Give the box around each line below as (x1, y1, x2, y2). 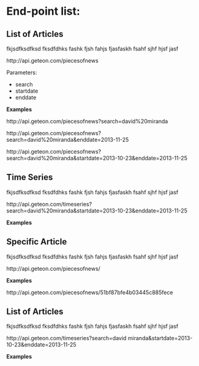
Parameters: (6, 69, 37, 76)
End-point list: (6, 4, 81, 18)
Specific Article (6, 236, 67, 247)
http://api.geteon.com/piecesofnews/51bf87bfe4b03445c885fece (6, 289, 173, 296)
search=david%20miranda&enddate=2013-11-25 (6, 136, 129, 143)
